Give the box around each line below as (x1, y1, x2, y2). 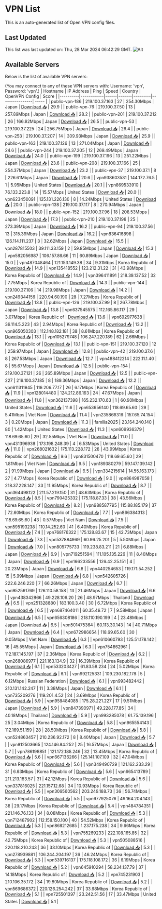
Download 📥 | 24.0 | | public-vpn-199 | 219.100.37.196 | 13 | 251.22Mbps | (5, 153, 151, 158)
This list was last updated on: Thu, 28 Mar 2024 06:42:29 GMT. (5, 46, 132, 52)
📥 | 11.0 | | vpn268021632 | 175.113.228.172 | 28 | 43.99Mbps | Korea (5, 446, 142, 452)
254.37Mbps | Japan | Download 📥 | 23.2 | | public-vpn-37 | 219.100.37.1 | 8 (5, 167, 156, 173)
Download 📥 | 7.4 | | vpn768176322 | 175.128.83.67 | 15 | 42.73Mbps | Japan (5, 529, 157, 535)
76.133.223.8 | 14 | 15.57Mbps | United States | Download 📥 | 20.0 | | (5, 189, 142, 195)
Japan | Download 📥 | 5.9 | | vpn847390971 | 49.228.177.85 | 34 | (5, 705, 136, 711)
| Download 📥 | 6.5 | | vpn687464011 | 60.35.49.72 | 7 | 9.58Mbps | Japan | (5, 607, 156, 613)
